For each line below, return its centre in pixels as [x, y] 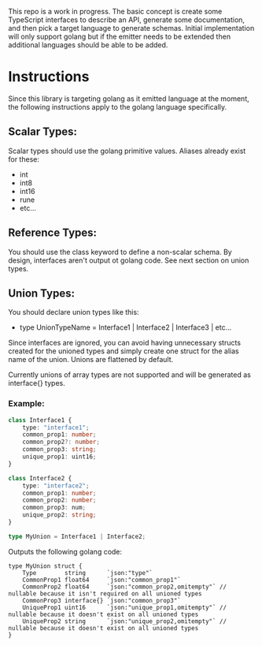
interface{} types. [37, 383]
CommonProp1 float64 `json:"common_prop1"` [101, 580]
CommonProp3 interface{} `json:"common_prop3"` [101, 600]
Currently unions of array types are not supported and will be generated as [130, 375]
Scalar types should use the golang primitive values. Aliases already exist [127, 151]
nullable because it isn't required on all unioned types [105, 594]
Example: [26, 404]
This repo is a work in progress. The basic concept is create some [115, 11]
